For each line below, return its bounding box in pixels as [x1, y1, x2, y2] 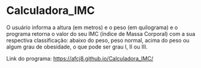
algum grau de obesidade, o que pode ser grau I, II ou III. [6, 43, 148, 50]
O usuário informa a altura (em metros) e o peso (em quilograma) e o [6, 24, 178, 31]
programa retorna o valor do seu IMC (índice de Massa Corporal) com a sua [6, 30, 196, 37]
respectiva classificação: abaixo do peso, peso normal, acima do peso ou [6, 36, 189, 44]
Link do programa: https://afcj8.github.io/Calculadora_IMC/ [6, 55, 154, 62]
